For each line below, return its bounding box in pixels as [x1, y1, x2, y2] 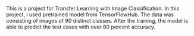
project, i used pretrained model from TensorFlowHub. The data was [6, 11, 174, 18]
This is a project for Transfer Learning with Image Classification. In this [6, 5, 180, 12]
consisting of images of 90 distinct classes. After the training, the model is [6, 17, 189, 24]
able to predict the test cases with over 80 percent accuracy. [6, 23, 156, 30]
